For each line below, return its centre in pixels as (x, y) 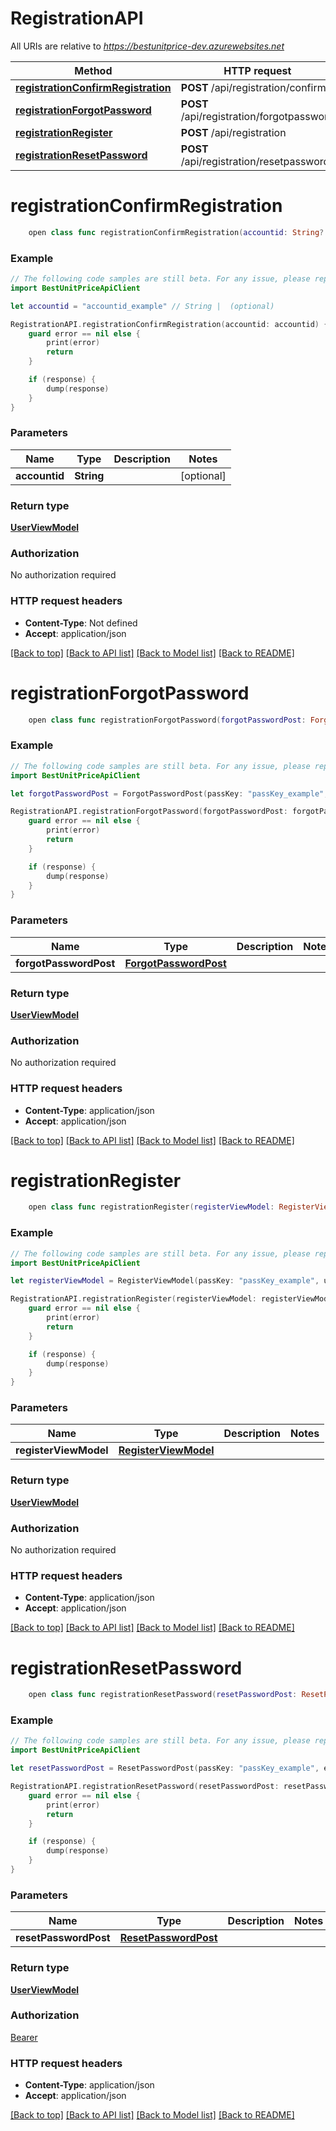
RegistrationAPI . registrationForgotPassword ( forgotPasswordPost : (149, 812)
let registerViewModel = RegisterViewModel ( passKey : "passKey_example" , (165, 1281)
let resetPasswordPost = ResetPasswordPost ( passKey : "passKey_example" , (165, 1768)
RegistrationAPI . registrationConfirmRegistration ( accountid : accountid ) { (169, 324)
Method (93, 70)
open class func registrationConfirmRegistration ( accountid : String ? (176, 232)
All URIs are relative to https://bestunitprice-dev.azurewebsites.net (147, 46)
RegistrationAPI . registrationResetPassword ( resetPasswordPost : (145, 1787)
